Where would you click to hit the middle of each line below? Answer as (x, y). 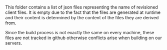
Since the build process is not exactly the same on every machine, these (80, 32)
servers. (14, 43)
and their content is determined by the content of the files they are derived (82, 18)
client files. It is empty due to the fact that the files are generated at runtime (83, 12)
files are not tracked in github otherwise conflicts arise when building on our (84, 38)
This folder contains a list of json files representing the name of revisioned (82, 7)
